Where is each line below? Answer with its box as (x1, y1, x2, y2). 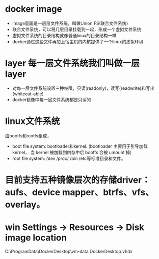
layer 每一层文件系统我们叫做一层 (5, 58, 140, 69)
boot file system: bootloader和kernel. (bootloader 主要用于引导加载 (12, 143, 148, 149)
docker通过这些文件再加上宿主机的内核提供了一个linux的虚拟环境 (12, 38, 144, 45)
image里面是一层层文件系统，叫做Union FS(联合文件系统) (12, 20, 129, 26)
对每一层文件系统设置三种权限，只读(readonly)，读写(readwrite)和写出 (12, 85, 155, 91)
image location (5, 232, 67, 243)
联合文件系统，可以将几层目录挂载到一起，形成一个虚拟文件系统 (12, 26, 141, 32)
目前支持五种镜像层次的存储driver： (5, 175, 151, 185)
